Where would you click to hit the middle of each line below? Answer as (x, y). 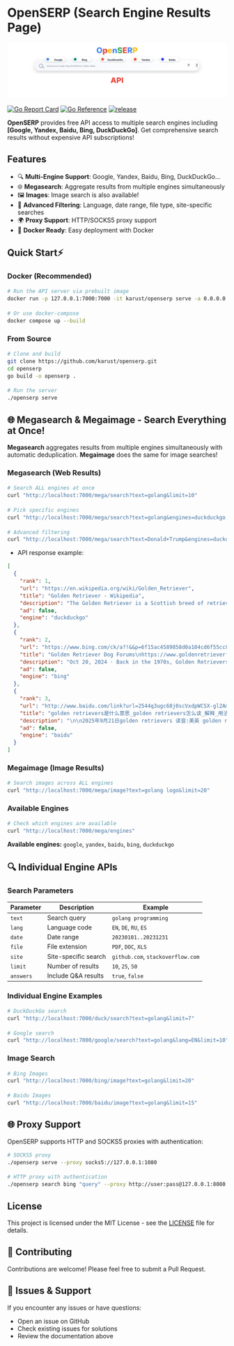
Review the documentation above (65, 1336)
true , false (128, 976)
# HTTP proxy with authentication (57, 1177)
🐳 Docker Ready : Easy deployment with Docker (86, 230)
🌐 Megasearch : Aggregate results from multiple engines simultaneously (121, 187)
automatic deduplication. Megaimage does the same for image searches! (112, 455)
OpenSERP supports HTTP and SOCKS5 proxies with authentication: (105, 1141)
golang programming (140, 918)
